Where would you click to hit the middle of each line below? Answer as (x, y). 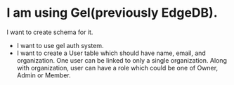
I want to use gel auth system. (60, 45)
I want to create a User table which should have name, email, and (111, 53)
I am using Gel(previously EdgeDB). (112, 13)
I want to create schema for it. (50, 32)
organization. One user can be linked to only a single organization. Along (122, 60)
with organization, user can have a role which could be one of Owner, (117, 68)
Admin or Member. (44, 75)
